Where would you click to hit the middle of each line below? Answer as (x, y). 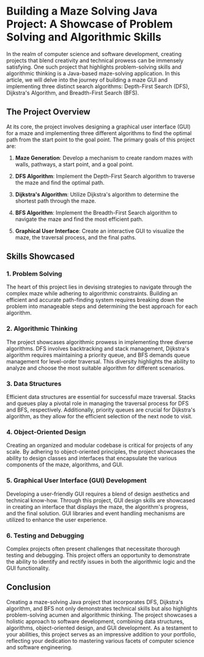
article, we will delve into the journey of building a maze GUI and (87, 80)
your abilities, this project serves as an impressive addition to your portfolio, (101, 634)
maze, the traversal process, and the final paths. (76, 237)
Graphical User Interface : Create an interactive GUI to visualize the (100, 231)
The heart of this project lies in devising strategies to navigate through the (99, 287)
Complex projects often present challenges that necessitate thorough (93, 549)
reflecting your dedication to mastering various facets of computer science (100, 641)
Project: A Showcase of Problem (90, 24)
